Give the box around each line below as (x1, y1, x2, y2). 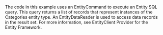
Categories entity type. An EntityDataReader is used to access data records (5, 14, 158, 20)
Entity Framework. (5, 24, 42, 30)
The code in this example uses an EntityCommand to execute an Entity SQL (5, 4, 158, 10)
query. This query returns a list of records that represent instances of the (5, 9, 153, 15)
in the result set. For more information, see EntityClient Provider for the (5, 19, 148, 25)
